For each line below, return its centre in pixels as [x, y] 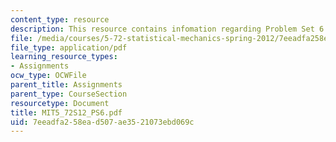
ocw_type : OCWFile [48, 76]
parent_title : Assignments [66, 85]
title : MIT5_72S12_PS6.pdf [66, 112]
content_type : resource [60, 19]
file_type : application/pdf [69, 47]
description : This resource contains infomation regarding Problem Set [162, 29]
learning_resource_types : [64, 57]
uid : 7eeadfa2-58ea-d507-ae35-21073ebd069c [102, 122]
